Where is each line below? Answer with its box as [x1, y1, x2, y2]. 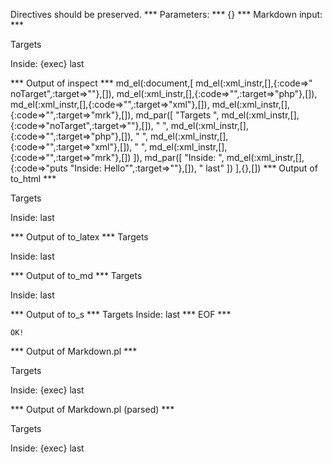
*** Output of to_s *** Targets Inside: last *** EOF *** [10, 309, 232, 320]
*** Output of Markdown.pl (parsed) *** [10, 404, 175, 415]
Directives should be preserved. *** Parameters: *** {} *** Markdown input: [10, 9, 323, 20]
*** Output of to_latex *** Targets [10, 231, 149, 243]
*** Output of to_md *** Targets [10, 270, 143, 281]
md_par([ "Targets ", [135, 109, 220, 121]
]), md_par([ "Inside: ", [133, 152, 225, 163]
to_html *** [10, 173, 57, 184]
